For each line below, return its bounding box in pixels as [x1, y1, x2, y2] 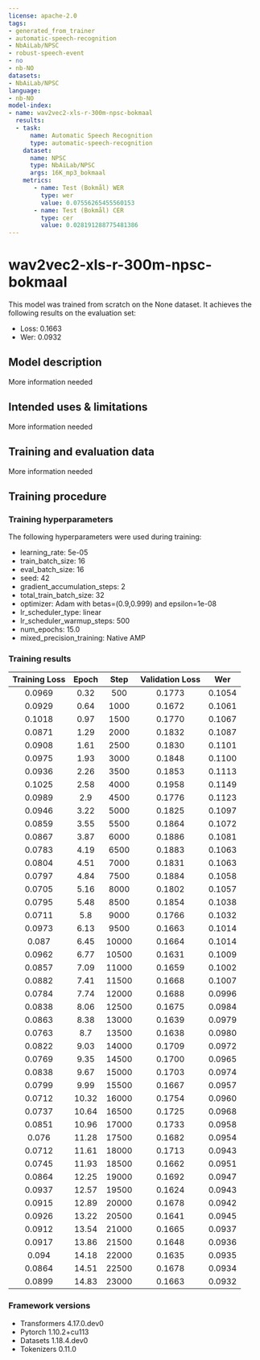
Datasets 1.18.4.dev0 [19, 1335, 89, 1345]
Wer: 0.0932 [19, 332, 62, 342]
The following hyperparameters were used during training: [8, 532, 202, 542]
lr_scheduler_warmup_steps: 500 [19, 616, 130, 626]
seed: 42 [19, 573, 50, 583]
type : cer [40, 214, 74, 222]
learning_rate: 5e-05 [19, 548, 89, 558]
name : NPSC [29, 154, 67, 162]
